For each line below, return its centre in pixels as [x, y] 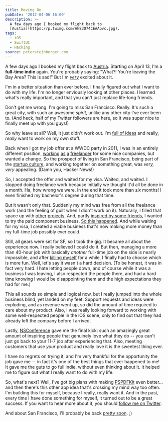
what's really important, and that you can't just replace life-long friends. [79, 97]
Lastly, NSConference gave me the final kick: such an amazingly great [77, 330]
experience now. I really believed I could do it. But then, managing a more [81, 246]
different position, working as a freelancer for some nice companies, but [80, 153]
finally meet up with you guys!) [37, 123]
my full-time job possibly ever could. [43, 231]
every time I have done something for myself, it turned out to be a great [79, 398]
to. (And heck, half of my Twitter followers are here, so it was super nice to [82, 118]
